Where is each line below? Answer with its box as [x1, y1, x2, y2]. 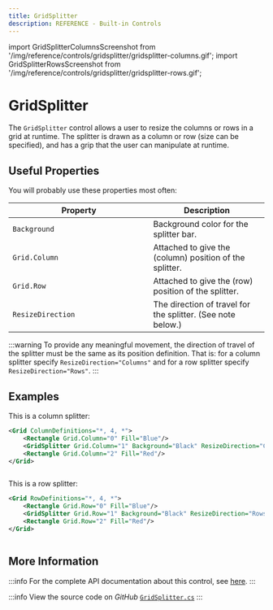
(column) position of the [153, 252, 245, 264]
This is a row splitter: [8, 479, 79, 489]
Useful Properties [8, 163, 100, 177]
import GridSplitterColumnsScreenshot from [8, 41, 156, 51]
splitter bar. [153, 229, 197, 240]
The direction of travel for [153, 298, 250, 310]
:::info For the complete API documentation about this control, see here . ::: [8, 576, 256, 586]
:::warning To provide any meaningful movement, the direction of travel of [8, 340, 255, 350]
